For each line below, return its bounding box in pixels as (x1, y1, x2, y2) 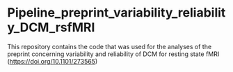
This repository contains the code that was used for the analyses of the (7, 42, 212, 51)
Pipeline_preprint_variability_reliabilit (7, 5, 226, 21)
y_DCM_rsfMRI (7, 19, 95, 35)
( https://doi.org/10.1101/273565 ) (7, 57, 98, 65)
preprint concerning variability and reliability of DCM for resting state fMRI (7, 50, 220, 58)
